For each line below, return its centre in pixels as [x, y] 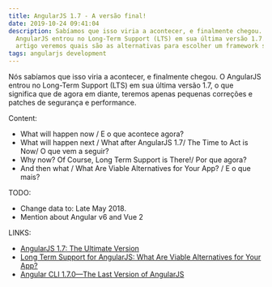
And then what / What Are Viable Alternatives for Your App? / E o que [135, 168]
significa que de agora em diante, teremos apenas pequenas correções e [131, 94]
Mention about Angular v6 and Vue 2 [82, 217]
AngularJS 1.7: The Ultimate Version [80, 248]
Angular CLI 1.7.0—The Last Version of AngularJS [102, 274]
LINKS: [20, 233]
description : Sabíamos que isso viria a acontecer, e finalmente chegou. [136, 31]
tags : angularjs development [57, 54]
